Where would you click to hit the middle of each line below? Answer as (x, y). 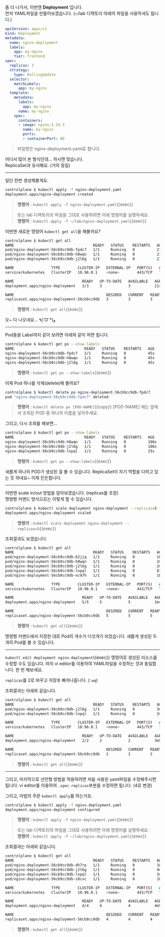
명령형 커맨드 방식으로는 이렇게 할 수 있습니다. (49, 499)
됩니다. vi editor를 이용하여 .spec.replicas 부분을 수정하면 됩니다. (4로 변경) (79, 785)
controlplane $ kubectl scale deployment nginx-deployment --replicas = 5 (81, 508)
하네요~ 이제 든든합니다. (39, 478)
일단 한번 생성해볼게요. (27, 180)
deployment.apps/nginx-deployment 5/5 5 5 (68, 602)
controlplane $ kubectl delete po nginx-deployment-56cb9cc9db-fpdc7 (78, 392)
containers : (30, 120)
